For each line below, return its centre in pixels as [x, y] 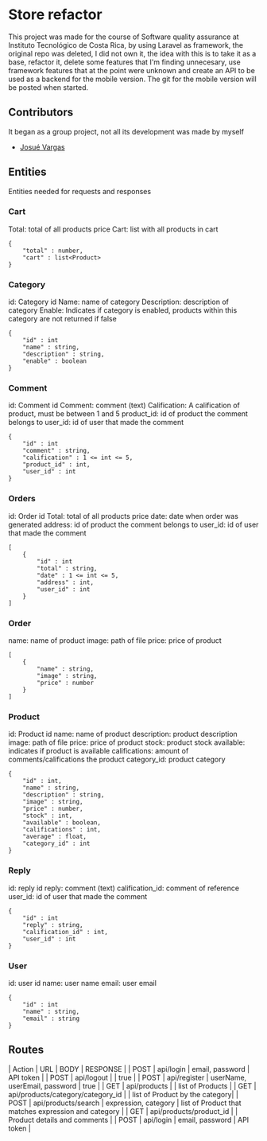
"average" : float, [55, 837]
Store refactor [55, 15]
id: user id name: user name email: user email [83, 983]
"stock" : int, [48, 816]
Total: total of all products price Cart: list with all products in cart [113, 229]
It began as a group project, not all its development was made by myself [126, 131]
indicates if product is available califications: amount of [99, 751]
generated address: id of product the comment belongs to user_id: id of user [133, 524]
